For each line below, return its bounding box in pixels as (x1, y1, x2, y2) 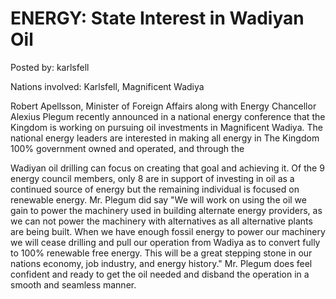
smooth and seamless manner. (10, 278, 137, 291)
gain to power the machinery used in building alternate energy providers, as (10, 204, 323, 216)
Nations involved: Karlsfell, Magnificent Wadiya (10, 80, 205, 92)
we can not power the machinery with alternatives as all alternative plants (10, 215, 313, 227)
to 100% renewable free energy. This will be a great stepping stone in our (10, 247, 313, 259)
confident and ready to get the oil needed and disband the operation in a (10, 268, 310, 280)
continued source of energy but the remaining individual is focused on (10, 183, 300, 195)
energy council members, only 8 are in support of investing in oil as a (10, 172, 295, 184)
